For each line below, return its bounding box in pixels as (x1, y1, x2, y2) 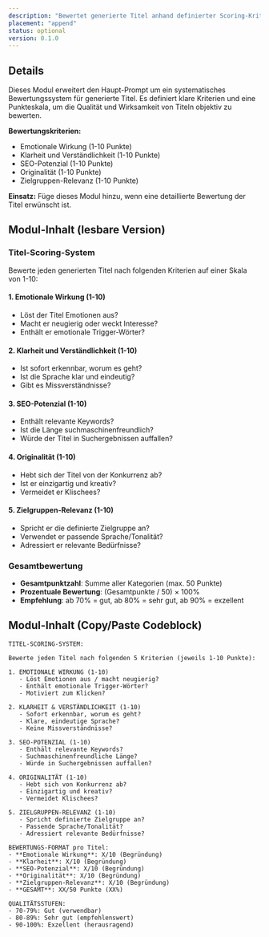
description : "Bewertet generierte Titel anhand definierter (8, 11, 217, 20)
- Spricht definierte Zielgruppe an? (18, 815, 146, 823)
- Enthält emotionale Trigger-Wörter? (18, 682, 149, 690)
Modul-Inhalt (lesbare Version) (8, 223, 166, 237)
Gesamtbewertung (8, 560, 83, 571)
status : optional (8, 26, 66, 34)
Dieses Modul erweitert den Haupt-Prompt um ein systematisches (8, 85, 227, 95)
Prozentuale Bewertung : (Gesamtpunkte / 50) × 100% (19, 587, 200, 597)
